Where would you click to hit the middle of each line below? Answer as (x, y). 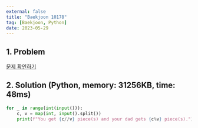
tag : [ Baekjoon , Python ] (37, 22)
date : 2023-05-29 (27, 28)
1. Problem (26, 51)
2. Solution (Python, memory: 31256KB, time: (91, 85)
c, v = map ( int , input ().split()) (59, 113)
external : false (26, 11)
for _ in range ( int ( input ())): (44, 108)
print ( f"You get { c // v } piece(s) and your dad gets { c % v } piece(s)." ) (105, 119)
